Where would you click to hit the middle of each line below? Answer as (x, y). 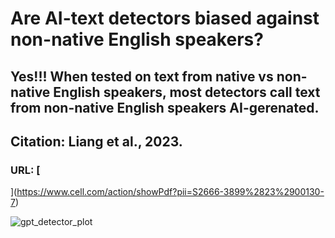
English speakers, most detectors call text (187, 92)
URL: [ (25, 170)
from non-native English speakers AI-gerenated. (165, 107)
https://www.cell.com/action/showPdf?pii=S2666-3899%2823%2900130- (170, 192)
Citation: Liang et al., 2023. (96, 141)
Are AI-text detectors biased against (165, 18)
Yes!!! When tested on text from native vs (142, 76)
